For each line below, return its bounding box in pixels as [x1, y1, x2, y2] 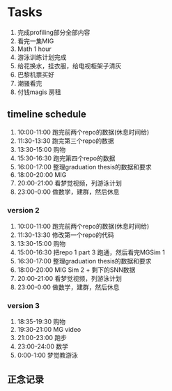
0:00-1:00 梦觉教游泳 [17, 351, 79, 360]
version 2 [7, 205, 40, 215]
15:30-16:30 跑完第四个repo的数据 [17, 154, 116, 162]
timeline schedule [7, 109, 87, 121]
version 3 [7, 300, 40, 310]
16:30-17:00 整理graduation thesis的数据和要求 [17, 257, 152, 266]
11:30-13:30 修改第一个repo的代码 [17, 231, 115, 239]
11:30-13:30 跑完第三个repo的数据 [17, 137, 115, 145]
